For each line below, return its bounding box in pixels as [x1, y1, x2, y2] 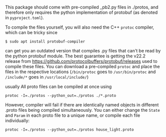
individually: [5, 118, 30, 123]
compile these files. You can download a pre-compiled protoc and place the [5, 64, 160, 69]
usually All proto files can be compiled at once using [5, 84, 112, 90]
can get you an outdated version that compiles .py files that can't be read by [5, 48, 161, 53]
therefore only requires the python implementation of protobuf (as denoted [5, 9, 158, 15]
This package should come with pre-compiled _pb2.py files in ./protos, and [5, 4, 159, 10]
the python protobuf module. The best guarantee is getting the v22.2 [5, 53, 146, 59]
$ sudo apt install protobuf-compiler [5, 39, 85, 44]
